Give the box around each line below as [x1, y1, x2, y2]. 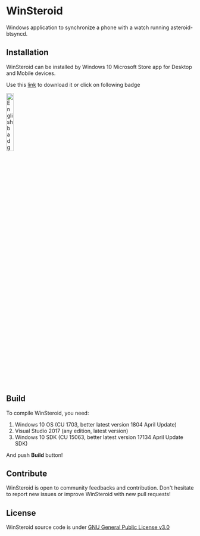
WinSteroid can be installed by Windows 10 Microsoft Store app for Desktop [6, 63, 192, 70]
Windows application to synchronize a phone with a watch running [6, 24, 170, 31]
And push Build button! [6, 451, 63, 459]
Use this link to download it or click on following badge [6, 81, 140, 88]
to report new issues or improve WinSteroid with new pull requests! [6, 491, 171, 498]
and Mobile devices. [6, 70, 56, 77]
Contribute [6, 468, 48, 478]
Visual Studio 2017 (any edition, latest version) [14, 427, 129, 434]
